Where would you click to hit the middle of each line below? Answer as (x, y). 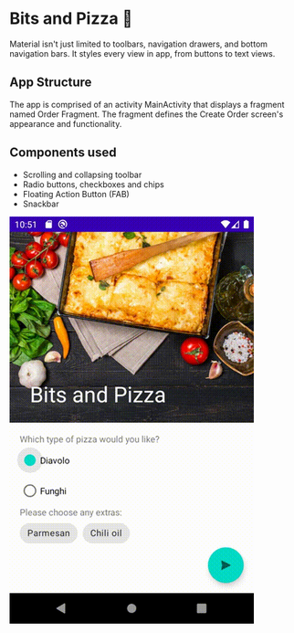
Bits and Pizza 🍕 (71, 19)
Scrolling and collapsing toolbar (82, 174)
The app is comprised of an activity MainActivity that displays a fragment (147, 104)
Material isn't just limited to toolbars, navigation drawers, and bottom (138, 44)
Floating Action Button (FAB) (76, 194)
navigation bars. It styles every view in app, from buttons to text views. (142, 53)
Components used (63, 153)
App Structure (51, 83)
